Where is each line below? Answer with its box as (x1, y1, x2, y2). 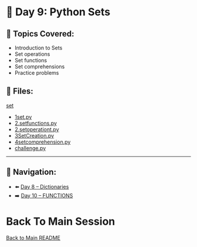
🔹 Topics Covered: (6, 29, 74, 39)
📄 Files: (6, 86, 33, 96)
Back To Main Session (6, 215, 116, 228)
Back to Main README (6, 234, 60, 241)
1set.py (14, 113, 32, 120)
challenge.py (14, 144, 46, 152)
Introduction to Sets (14, 44, 63, 51)
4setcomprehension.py (14, 138, 71, 145)
